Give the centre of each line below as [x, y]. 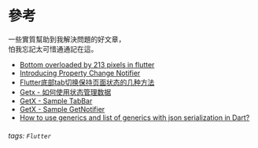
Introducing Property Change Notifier [80, 73]
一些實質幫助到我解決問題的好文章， [67, 39]
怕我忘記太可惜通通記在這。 [53, 49]
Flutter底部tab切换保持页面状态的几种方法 [87, 82]
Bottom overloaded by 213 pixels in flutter [87, 64]
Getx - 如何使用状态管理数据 [65, 92]
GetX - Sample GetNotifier [62, 109]
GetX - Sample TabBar [56, 101]
